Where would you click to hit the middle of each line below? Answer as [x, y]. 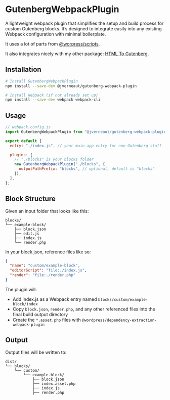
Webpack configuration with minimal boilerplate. [56, 34]
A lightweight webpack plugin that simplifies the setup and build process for [84, 23]
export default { [24, 141]
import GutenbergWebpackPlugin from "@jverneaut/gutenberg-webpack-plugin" [87, 132]
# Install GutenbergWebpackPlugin [42, 81]
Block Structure [30, 199]
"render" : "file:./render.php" [43, 275]
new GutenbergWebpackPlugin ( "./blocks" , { [60, 164]
